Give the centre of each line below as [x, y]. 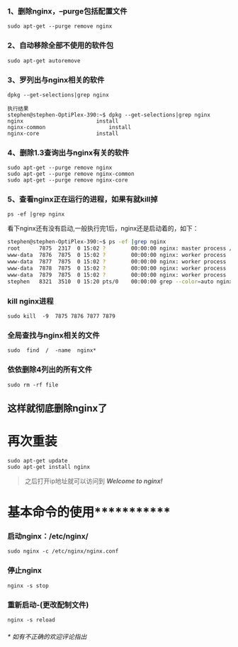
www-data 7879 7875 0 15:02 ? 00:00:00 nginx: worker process [117, 275]
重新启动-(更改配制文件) [48, 604]
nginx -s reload [31, 620]
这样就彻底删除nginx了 [57, 408]
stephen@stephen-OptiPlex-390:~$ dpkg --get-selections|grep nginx [109, 115]
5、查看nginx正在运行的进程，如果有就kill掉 [83, 199]
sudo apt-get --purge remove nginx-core [68, 180]
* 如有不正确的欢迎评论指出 [47, 636]
